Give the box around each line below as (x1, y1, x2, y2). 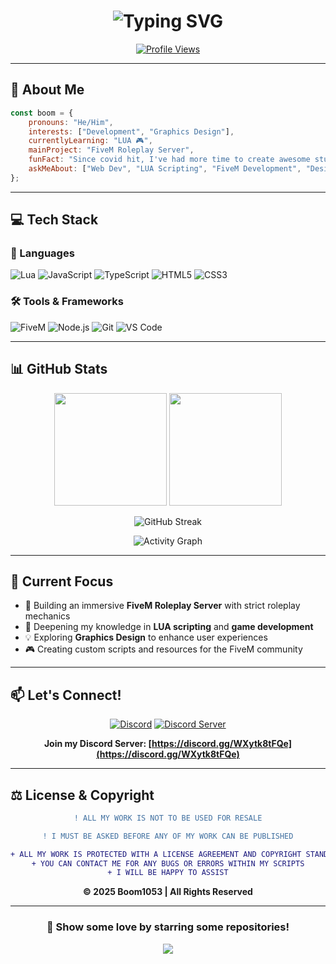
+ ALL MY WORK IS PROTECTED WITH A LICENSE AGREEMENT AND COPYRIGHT (10, 849, 302, 859)
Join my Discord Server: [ (43, 738, 153, 750)
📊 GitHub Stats (10, 361, 108, 378)
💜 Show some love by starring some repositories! (46, 920, 290, 934)
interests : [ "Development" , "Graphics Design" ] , (28, 126, 235, 137)
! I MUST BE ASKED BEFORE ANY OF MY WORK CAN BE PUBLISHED (42, 831, 294, 841)
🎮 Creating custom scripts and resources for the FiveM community (24, 643, 303, 655)
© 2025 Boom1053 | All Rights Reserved (83, 886, 253, 898)
